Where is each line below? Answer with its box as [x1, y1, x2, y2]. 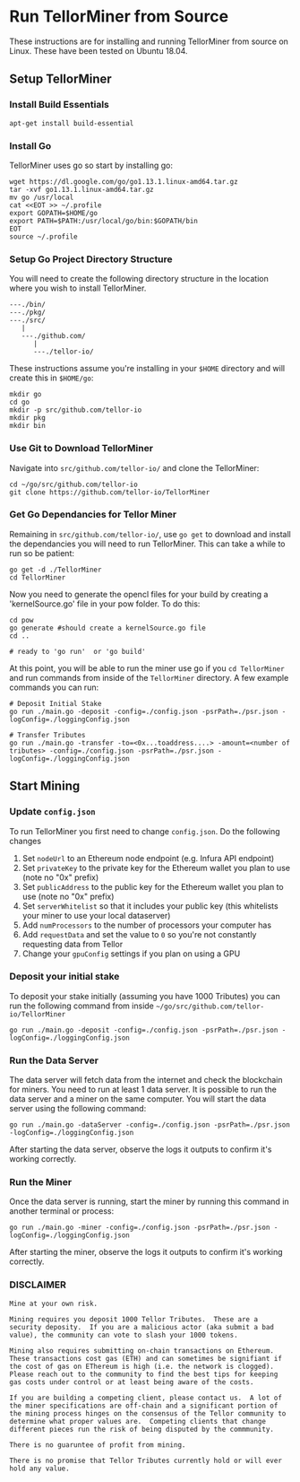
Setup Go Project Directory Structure [9, 253, 173, 266]
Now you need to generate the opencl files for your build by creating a [9, 588, 269, 599]
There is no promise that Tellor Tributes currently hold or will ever [9, 1456, 282, 1465]
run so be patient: [9, 547, 74, 558]
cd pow [9, 615, 34, 624]
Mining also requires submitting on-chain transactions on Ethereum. [9, 1346, 275, 1356]
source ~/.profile [9, 231, 78, 241]
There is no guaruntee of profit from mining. [9, 1440, 186, 1450]
